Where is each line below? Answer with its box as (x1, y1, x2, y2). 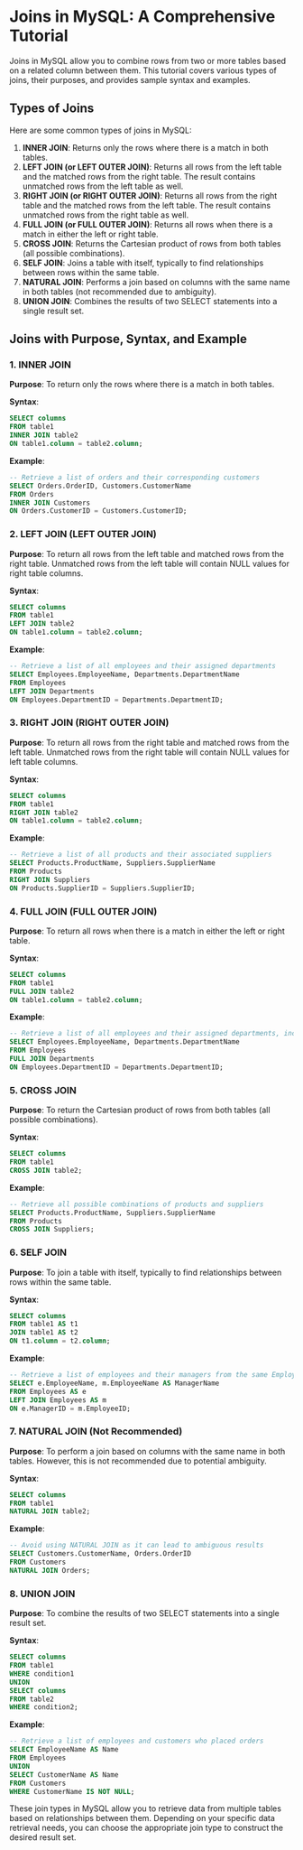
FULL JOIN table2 (9, 987, 75, 996)
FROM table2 (9, 1695, 54, 1704)
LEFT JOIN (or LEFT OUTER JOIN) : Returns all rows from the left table (22, 161, 282, 172)
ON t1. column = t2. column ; (9, 1336, 111, 1346)
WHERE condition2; (9, 1703, 78, 1712)
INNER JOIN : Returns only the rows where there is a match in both (22, 142, 269, 153)
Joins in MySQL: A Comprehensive (9, 6, 276, 27)
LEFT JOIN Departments (9, 686, 95, 696)
